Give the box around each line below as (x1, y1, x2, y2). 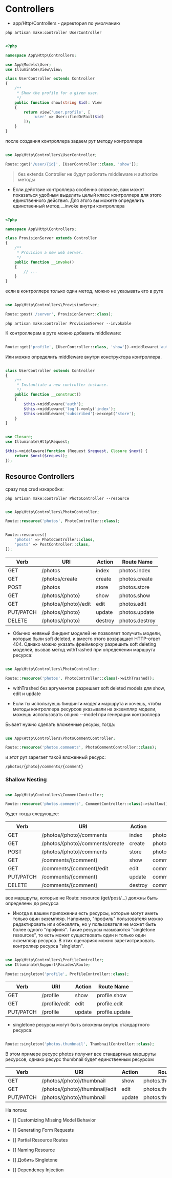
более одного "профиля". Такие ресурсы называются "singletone (12, 927, 156, 933)
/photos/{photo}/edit (41, 600, 91, 607)
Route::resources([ (5, 532, 47, 537)
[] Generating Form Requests (12, 1127, 74, 1133)
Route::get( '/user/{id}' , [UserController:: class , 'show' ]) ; (5, 161, 139, 167)
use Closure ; (5, 435, 33, 440)
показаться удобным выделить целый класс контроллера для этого (12, 192, 162, 198)
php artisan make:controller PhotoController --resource (5, 496, 130, 501)
